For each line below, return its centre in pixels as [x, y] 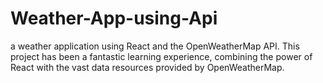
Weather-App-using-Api [114, 18]
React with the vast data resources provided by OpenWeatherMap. [147, 67]
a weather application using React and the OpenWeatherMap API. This [155, 46]
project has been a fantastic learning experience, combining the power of [161, 56]
